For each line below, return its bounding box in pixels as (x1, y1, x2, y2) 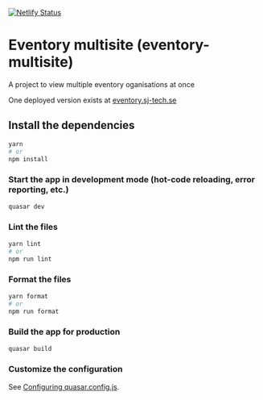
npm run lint (8, 255, 52, 263)
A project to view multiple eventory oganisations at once (8, 79, 195, 89)
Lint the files (8, 222, 58, 233)
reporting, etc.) (8, 184, 69, 195)
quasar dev (8, 202, 45, 210)
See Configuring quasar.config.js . (8, 381, 120, 391)
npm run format (8, 307, 60, 315)
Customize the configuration (8, 364, 123, 375)
